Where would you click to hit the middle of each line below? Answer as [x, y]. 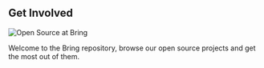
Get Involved [41, 13]
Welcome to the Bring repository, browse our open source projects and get [132, 48]
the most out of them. [44, 56]
